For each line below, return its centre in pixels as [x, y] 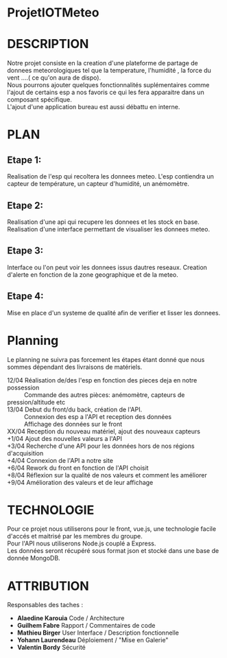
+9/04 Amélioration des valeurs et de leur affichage [80, 482]
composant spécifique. [39, 100]
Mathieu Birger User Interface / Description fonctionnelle [98, 633]
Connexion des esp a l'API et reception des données [98, 416]
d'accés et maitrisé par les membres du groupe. [75, 536]
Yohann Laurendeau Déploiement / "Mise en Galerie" [93, 640]
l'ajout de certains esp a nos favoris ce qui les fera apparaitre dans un [106, 92]
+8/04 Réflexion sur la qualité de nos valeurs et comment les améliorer [107, 475]
